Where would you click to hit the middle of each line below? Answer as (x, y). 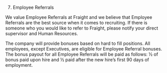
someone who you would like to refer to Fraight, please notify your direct (82, 28)
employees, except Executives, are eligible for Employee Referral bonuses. (84, 49)
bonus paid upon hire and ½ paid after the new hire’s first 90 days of (77, 60)
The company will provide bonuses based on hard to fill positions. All (78, 43)
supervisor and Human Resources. (42, 33)
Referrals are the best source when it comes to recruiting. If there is (76, 23)
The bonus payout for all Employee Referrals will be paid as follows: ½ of (82, 54)
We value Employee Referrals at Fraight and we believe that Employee (79, 17)
